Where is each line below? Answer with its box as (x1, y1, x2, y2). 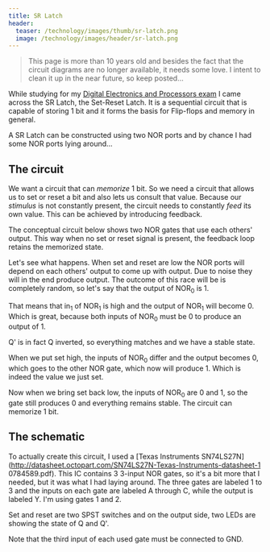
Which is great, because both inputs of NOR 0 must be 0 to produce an (8, 311, 242, 323)
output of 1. (8, 322, 46, 331)
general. (8, 114, 36, 125)
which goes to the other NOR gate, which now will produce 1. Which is (8, 363, 242, 373)
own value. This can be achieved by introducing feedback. (8, 210, 203, 219)
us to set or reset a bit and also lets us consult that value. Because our (8, 193, 242, 202)
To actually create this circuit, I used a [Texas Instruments (8, 451, 200, 461)
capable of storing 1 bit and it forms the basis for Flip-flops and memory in (8, 106, 255, 116)
